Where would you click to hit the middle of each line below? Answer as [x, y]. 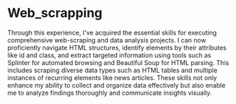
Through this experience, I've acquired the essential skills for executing [112, 33]
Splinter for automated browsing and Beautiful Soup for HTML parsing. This [118, 62]
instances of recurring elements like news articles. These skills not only [112, 77]
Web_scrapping [55, 13]
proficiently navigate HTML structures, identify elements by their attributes [117, 47]
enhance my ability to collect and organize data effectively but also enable [117, 85]
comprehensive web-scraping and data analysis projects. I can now [107, 40]
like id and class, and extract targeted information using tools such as [109, 55]
